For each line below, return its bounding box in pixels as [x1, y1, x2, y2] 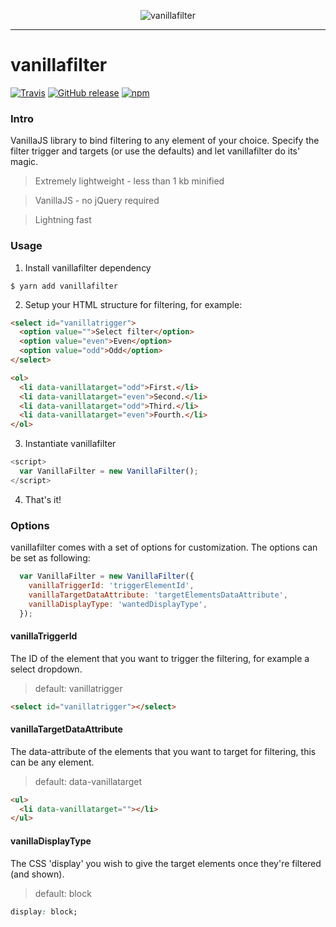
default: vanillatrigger [34, 682, 123, 694]
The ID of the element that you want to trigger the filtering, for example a [10, 652, 310, 664]
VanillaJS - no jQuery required [34, 195, 160, 207]
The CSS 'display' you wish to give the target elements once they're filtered [10, 857, 322, 869]
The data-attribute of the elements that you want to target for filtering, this [10, 745, 317, 757]
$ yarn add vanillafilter [10, 281, 118, 291]
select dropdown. [10, 663, 83, 675]
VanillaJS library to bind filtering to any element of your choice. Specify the [10, 135, 320, 147]
